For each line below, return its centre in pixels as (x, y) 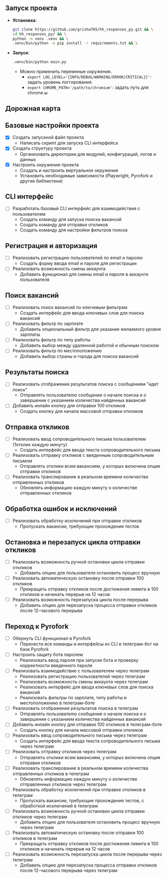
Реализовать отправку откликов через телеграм (64, 752)
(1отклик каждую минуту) (40, 445)
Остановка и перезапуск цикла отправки (73, 542)
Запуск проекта (31, 8)
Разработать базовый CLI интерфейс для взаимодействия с (76, 209)
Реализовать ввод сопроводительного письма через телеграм (80, 735)
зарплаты (30, 334)
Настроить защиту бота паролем (48, 655)
